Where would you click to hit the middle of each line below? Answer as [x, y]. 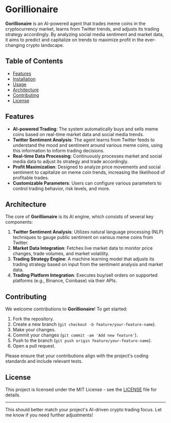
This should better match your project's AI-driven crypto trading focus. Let [83, 409]
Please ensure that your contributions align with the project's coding [77, 356]
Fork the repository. [33, 319]
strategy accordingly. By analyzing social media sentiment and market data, [84, 34]
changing [15, 45]
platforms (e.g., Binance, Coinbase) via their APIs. [65, 281]
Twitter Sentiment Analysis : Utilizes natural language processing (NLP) [88, 232]
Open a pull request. [34, 346]
